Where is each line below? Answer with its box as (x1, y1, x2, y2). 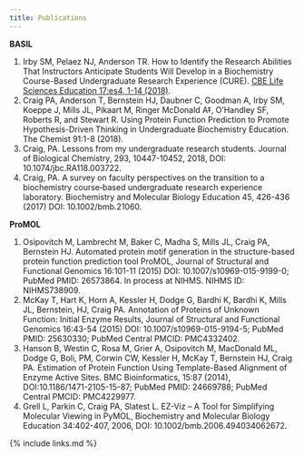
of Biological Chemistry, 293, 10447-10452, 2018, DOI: (22, 152, 227, 164)
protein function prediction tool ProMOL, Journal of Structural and (22, 256, 270, 267)
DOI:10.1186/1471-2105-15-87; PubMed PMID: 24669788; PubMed (22, 381, 268, 392)
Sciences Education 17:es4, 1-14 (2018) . (22, 85, 171, 96)
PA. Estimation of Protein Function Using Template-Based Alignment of (22, 361, 288, 373)
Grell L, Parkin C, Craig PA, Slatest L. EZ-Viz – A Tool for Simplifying (22, 400, 275, 411)
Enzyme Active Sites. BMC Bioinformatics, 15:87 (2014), (22, 371, 231, 382)
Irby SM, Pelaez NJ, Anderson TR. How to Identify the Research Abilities (22, 56, 292, 66)
